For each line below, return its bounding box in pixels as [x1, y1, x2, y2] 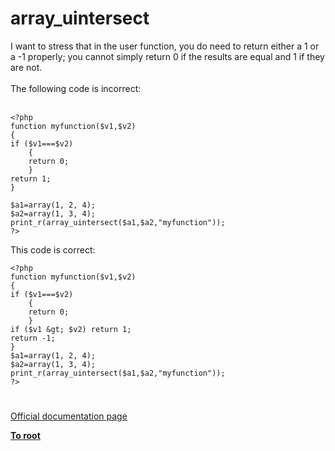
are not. [10, 61, 43, 73]
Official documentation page [10, 410, 128, 422]
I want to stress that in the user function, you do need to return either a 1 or [10, 40, 320, 52]
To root [10, 430, 41, 442]
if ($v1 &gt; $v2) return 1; [10, 324, 132, 334]
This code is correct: [10, 243, 96, 256]
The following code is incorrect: [10, 82, 142, 94]
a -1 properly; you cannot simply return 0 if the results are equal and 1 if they [10, 50, 325, 62]
